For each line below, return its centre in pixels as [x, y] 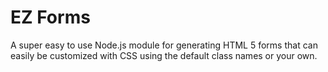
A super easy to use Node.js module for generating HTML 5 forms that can [164, 45]
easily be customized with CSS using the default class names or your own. [164, 55]
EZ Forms [50, 17]
